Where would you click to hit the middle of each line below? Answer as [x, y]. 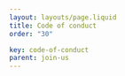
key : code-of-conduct [49, 49]
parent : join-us [39, 58]
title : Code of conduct [53, 26]
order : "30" [31, 34]
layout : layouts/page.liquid [63, 17]
